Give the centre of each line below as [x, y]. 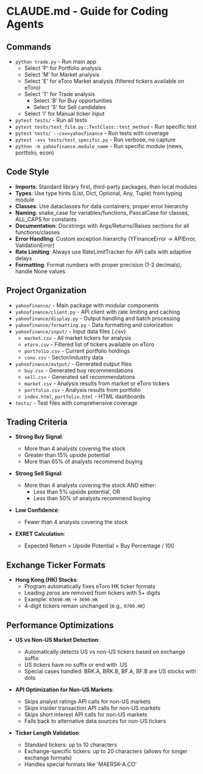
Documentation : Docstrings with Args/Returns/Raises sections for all [102, 225]
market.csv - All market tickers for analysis [78, 337]
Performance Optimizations [60, 625]
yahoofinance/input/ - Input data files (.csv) [70, 331]
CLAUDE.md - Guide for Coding [87, 11]
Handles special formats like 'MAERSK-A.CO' [80, 764]
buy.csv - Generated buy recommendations [79, 370]
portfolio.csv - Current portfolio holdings [77, 351]
